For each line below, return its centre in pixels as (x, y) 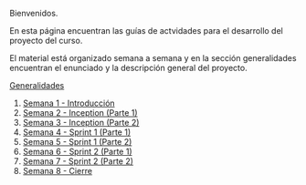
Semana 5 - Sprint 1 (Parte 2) (77, 142)
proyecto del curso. (46, 41)
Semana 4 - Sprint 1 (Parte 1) (77, 132)
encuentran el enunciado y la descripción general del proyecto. (129, 68)
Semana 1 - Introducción (69, 103)
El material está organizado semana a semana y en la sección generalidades (153, 58)
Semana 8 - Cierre (58, 171)
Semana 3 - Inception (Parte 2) (81, 123)
